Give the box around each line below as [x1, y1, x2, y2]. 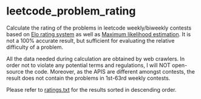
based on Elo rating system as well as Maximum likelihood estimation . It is [6, 30, 191, 37]
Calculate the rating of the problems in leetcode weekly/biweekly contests [6, 24, 192, 31]
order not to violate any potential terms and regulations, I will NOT [6, 62, 171, 69]
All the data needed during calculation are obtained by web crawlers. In [6, 55, 185, 62]
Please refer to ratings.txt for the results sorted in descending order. [6, 86, 177, 93]
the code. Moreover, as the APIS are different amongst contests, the [25, 68, 196, 75]
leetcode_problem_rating [6, 4, 136, 18]
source [6, 68, 24, 75]
